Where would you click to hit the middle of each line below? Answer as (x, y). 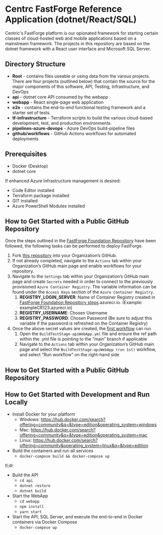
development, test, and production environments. (62, 123)
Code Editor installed (33, 190)
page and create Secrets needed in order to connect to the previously (82, 282)
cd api (26, 480)
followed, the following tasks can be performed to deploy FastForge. (74, 246)
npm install (32, 507)
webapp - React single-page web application (58, 102)
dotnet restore (35, 486)
